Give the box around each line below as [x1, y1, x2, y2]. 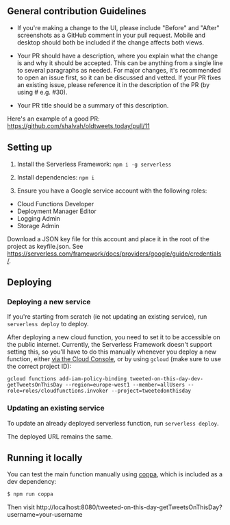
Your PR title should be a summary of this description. [16, 101, 169, 109]
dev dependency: [7, 478, 57, 486]
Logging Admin [16, 214, 60, 222]
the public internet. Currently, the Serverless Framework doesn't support [7, 341, 212, 349]
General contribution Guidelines [7, 5, 146, 17]
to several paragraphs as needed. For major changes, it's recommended [16, 66, 221, 74]
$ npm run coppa [7, 491, 53, 498]
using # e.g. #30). [16, 88, 68, 96]
